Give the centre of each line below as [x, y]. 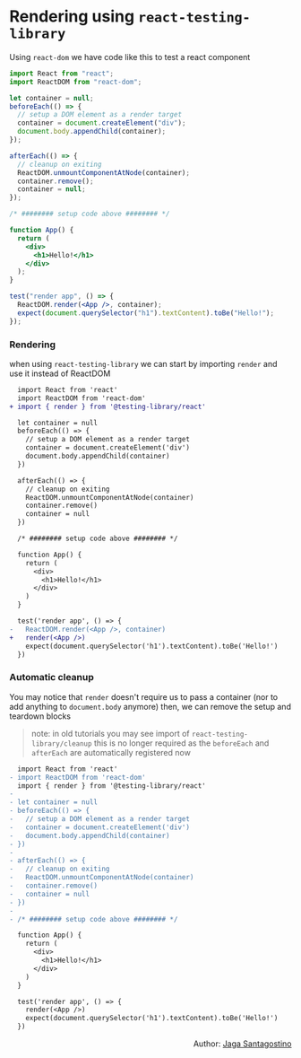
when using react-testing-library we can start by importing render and [143, 363]
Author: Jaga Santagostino [242, 1044]
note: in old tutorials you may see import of [110, 733]
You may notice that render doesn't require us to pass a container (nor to [144, 696]
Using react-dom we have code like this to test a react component [130, 57]
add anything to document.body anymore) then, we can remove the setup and [150, 706]
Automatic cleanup [52, 678]
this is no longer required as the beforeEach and [181, 743]
